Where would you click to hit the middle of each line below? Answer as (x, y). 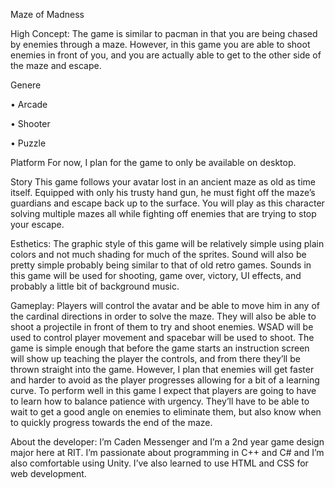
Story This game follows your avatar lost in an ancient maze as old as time (163, 182)
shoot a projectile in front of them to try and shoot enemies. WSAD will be (162, 327)
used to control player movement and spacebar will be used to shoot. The (162, 337)
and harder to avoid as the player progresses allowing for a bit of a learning (165, 380)
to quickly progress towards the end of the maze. (111, 422)
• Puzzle (28, 143)
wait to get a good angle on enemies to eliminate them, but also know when (166, 412)
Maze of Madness (47, 14)
